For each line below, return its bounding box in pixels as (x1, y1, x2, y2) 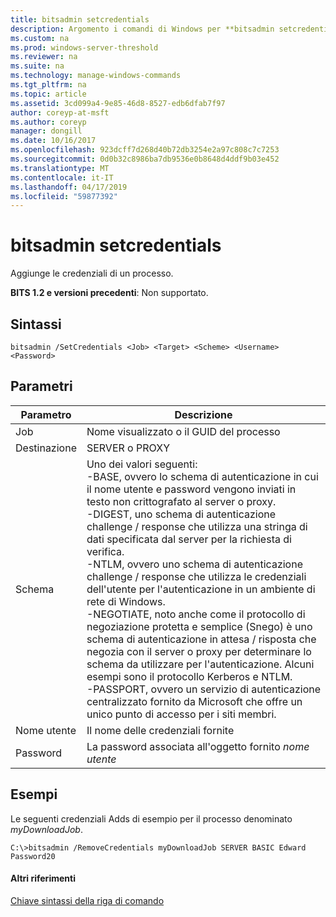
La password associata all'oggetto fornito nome (86, 739, 310, 753)
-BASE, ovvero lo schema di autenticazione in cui (86, 469, 319, 483)
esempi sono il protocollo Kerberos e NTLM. (86, 669, 293, 683)
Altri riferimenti (10, 872, 76, 885)
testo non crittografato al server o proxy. (86, 494, 277, 508)
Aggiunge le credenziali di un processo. (10, 267, 174, 280)
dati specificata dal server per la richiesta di (86, 532, 292, 546)
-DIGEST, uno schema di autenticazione (86, 507, 277, 521)
